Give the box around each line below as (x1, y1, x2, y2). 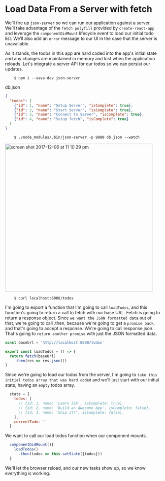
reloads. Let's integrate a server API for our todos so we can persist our (5, 61, 150, 67)
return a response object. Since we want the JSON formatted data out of (5, 315, 152, 321)
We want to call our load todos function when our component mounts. (5, 433, 147, 439)
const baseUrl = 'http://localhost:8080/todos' (5, 340, 105, 345)
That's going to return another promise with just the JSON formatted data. (5, 331, 157, 336)
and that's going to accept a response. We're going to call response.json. (5, 325, 154, 331)
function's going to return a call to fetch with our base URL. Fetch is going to (5, 309, 160, 315)
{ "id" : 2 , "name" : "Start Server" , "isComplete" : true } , (14, 108, 133, 112)
